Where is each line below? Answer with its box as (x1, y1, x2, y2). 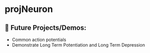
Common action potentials (11, 36, 66, 42)
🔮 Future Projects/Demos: (4, 23, 86, 32)
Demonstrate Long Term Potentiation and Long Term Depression (11, 42, 145, 48)
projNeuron (4, 3, 53, 15)
